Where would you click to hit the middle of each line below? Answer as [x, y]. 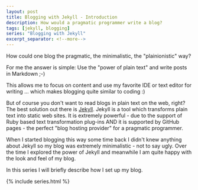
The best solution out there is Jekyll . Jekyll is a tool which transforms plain [97, 109]
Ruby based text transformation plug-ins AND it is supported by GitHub [93, 122]
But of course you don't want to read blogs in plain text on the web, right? [96, 103]
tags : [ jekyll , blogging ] [38, 28]
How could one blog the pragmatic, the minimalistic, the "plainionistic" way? [99, 56]
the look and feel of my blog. [41, 158]
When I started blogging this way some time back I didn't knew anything [94, 139]
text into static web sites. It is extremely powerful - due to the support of [94, 115]
